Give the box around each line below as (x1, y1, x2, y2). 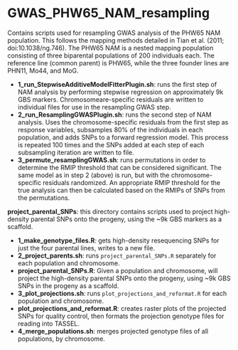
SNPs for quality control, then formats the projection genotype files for (17, 312, 225, 320)
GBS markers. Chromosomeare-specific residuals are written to (17, 95, 204, 104)
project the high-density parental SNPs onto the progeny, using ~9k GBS (17, 274, 231, 282)
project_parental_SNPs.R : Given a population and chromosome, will (17, 266, 218, 275)
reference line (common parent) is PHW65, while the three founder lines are (7, 58, 229, 67)
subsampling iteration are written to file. (17, 148, 134, 157)
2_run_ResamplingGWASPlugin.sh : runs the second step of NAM (17, 110, 212, 119)
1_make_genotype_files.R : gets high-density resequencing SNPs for (17, 236, 220, 245)
